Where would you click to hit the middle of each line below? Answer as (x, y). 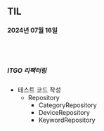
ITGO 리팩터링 (27, 71)
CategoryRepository (67, 105)
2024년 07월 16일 (33, 30)
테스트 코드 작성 (39, 90)
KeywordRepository (67, 120)
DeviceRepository (64, 112)
